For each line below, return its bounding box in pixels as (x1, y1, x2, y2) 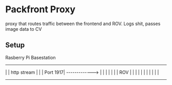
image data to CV (5, 26, 42, 32)
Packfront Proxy (5, 4, 76, 15)
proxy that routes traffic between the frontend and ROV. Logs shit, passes (5, 20, 161, 27)
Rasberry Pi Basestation (5, 54, 56, 60)
